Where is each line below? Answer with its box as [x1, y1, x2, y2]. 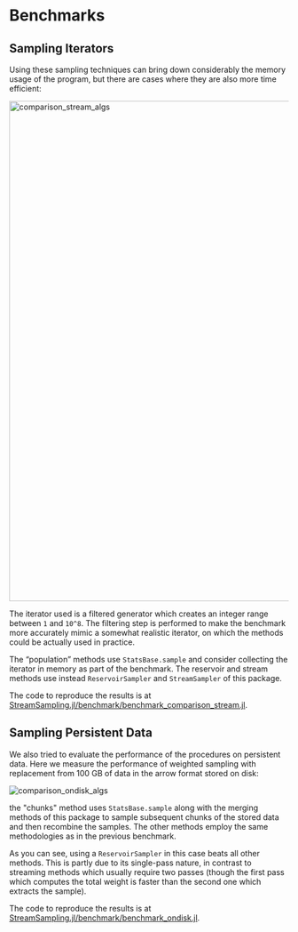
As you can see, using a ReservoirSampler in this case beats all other [9, 848, 260, 858]
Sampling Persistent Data [9, 726, 153, 741]
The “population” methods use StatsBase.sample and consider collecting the [9, 655, 288, 664]
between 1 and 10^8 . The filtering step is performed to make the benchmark [9, 618, 286, 628]
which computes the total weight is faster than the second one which [9, 876, 262, 887]
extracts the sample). [9, 886, 87, 896]
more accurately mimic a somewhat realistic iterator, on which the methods [9, 628, 284, 638]
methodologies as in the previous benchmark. [9, 831, 177, 841]
